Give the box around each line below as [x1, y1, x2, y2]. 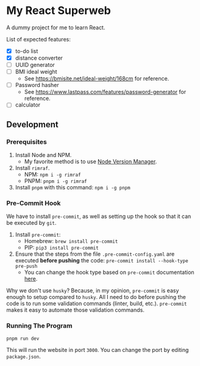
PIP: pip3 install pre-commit [24, 244, 99, 252]
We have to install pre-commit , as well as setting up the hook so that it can [6, 213, 191, 220]
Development [6, 119, 59, 130]
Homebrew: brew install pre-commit [24, 238, 118, 245]
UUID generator [15, 62, 55, 69]
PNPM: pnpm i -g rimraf [24, 177, 87, 185]
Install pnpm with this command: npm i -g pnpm [15, 184, 130, 191]
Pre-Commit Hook [6, 199, 61, 207]
